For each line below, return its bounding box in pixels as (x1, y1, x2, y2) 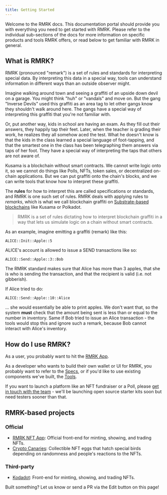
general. (5, 42, 22, 48)
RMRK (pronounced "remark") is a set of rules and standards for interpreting (5, 70, 163, 76)
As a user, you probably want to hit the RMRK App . (5, 353, 109, 360)
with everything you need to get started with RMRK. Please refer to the (5, 26, 151, 32)
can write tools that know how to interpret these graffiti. (5, 178, 120, 185)
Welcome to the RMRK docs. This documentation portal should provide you (5, 21, 160, 27)
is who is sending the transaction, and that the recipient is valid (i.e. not (5, 271, 152, 277)
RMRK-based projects (5, 408, 75, 417)
